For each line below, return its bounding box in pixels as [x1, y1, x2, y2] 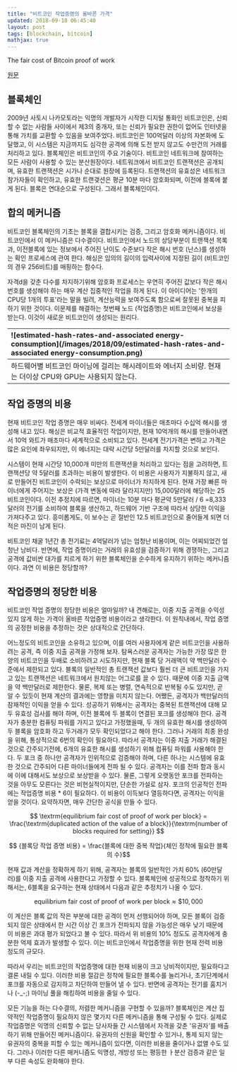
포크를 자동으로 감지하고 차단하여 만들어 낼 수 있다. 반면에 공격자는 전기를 [7, 980, 209, 989]
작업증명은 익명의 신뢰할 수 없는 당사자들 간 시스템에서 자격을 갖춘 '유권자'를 [7, 1022, 217, 1030]
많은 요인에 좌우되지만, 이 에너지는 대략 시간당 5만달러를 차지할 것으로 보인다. [7, 444, 220, 453]
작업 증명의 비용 [7, 398, 72, 410]
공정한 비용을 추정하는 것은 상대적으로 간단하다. [14, 623, 145, 632]
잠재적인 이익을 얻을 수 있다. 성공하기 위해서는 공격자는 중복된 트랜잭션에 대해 [7, 701, 220, 709]
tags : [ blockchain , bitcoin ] [7, 30, 93, 38]
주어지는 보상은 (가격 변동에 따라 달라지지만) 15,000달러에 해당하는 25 [31, 486, 225, 495]
